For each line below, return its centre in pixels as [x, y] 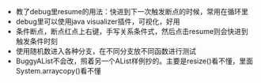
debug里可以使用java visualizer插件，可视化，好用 [98, 21]
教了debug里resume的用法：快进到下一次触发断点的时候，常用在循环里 [132, 11]
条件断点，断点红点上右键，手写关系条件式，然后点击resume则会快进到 [132, 31]
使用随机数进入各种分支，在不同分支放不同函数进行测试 [106, 51]
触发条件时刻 [36, 41]
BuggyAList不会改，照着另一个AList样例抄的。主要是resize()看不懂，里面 [134, 61]
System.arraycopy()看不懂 [58, 71]
